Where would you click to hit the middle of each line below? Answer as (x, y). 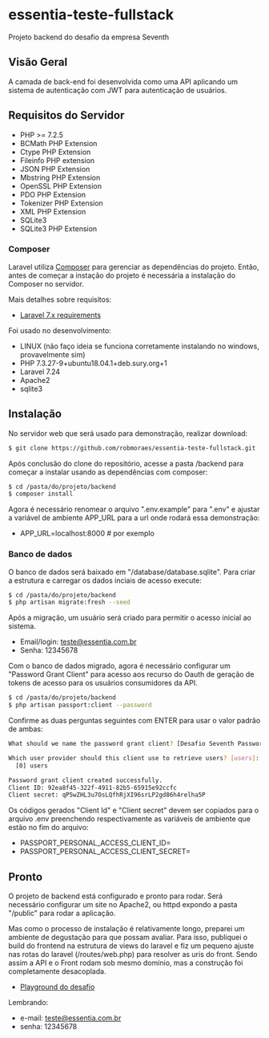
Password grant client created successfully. (85, 780)
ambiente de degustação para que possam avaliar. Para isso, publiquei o (128, 938)
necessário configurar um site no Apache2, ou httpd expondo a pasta (123, 905)
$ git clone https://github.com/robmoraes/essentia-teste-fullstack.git (132, 448)
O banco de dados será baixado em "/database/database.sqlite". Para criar (132, 572)
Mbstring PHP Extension (60, 177)
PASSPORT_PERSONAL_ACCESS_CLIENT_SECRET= (105, 852)
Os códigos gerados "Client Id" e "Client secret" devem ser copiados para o (134, 810)
